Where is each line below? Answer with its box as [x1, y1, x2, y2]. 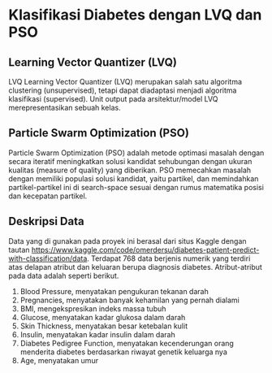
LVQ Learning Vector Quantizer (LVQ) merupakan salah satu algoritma [8, 77, 242, 86]
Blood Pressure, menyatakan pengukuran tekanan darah [19, 286, 209, 296]
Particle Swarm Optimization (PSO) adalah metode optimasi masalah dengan [8, 148, 265, 158]
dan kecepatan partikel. [8, 191, 88, 201]
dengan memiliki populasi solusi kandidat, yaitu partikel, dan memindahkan [8, 173, 259, 184]
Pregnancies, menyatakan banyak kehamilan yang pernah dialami [19, 295, 240, 305]
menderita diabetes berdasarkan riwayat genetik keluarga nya [19, 347, 227, 357]
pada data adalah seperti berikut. [8, 271, 119, 280]
